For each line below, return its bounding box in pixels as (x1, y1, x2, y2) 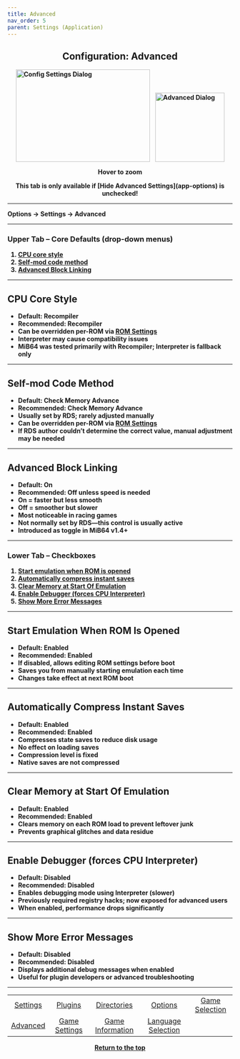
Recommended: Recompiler (17, 319, 102, 328)
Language (147, 1016, 181, 1026)
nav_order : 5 (7, 17, 46, 24)
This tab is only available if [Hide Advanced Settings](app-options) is (15, 181, 225, 190)
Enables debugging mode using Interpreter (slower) (17, 888, 175, 897)
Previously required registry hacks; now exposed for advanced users (17, 896, 228, 905)
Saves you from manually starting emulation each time (17, 666, 184, 675)
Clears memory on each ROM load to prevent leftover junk (17, 819, 194, 828)
